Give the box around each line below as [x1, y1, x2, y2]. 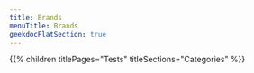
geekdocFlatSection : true [9, 29, 106, 38]
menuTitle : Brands [9, 21, 78, 30]
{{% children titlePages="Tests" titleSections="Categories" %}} [9, 54, 246, 65]
